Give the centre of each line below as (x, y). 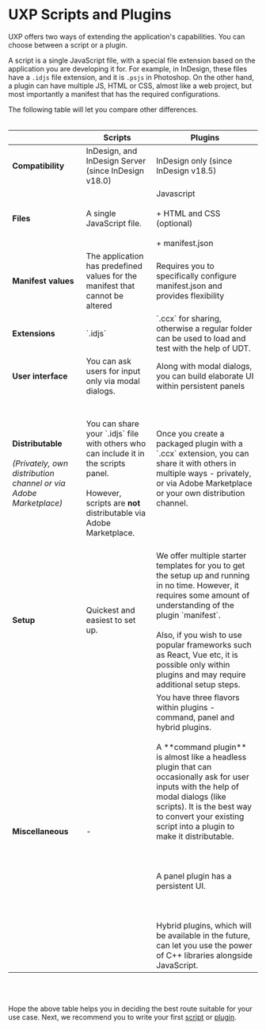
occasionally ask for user (203, 777)
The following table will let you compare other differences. (103, 110)
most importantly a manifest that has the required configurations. (114, 94)
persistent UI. (181, 886)
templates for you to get (201, 565)
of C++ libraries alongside (205, 955)
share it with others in (196, 463)
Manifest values (43, 281)
